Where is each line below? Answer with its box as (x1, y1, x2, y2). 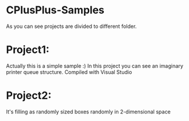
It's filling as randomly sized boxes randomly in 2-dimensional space (6, 108, 171, 115)
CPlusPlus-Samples (6, 3, 105, 17)
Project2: (6, 89, 52, 102)
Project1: (6, 43, 50, 56)
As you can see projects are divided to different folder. (6, 23, 137, 30)
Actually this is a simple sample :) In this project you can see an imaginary (6, 62, 184, 69)
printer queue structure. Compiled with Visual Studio (6, 68, 132, 76)
